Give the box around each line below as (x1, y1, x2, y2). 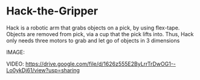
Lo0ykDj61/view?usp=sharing (6, 66, 80, 73)
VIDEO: (6, 60, 24, 67)
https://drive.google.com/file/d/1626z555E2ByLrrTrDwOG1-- (25, 60, 176, 67)
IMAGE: (6, 48, 25, 55)
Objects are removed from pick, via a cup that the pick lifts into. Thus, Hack (6, 30, 194, 37)
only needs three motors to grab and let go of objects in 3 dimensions (6, 37, 180, 44)
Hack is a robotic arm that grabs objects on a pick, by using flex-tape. (6, 24, 180, 31)
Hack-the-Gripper (6, 4, 98, 18)
